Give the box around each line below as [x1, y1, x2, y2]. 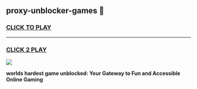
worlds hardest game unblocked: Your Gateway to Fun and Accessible [6, 70, 181, 77]
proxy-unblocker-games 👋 [6, 6, 104, 16]
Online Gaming [6, 76, 43, 83]
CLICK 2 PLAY [6, 45, 47, 53]
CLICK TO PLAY [6, 23, 52, 32]
